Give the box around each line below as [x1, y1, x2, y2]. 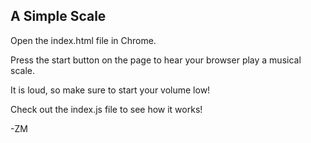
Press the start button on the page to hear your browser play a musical [10, 54, 302, 66]
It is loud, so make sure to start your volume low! [10, 84, 211, 96]
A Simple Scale [10, 8, 107, 25]
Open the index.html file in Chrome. [10, 34, 157, 46]
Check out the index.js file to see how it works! [10, 103, 203, 115]
